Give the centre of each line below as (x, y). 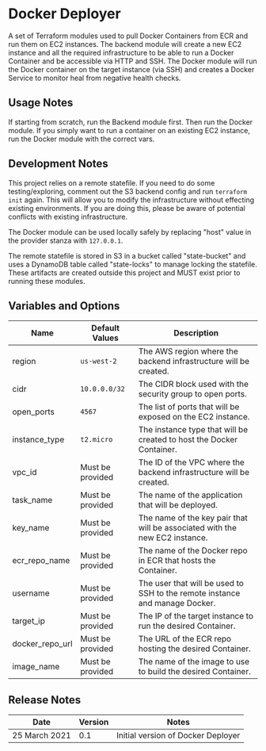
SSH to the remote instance (189, 593)
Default (105, 328)
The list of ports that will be (189, 407)
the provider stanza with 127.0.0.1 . (66, 240)
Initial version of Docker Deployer (178, 736)
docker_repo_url (42, 644)
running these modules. (47, 281)
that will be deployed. (178, 505)
